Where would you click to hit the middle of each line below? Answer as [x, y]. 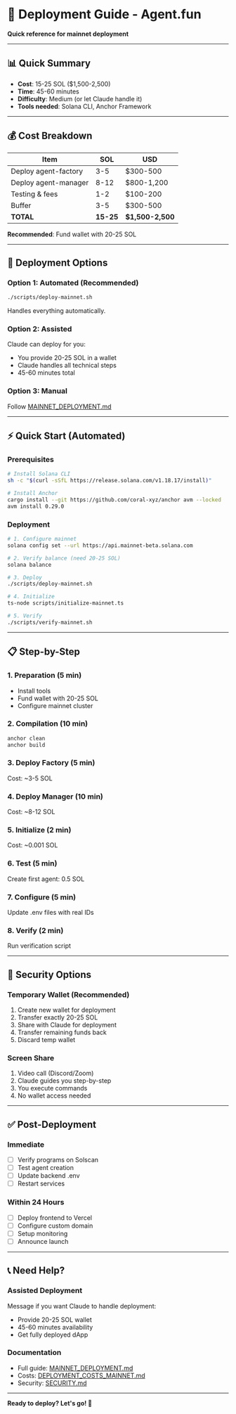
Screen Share [31, 1058]
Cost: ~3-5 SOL [30, 778]
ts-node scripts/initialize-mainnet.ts [66, 603]
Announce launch [43, 1241]
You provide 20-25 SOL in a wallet [67, 358]
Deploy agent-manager [50, 182]
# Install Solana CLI [39, 474]
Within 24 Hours [36, 1202]
